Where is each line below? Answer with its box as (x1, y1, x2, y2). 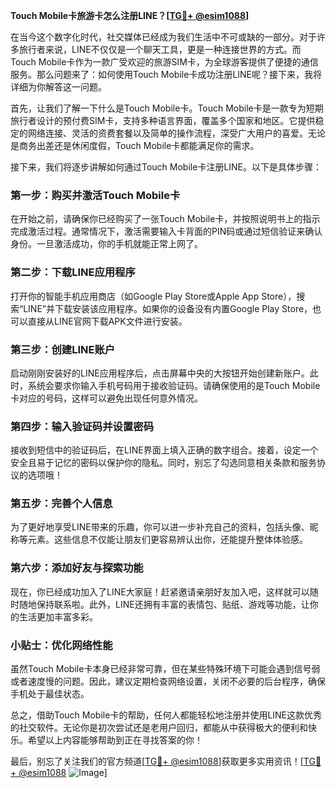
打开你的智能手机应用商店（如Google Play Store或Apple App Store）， (10, 290, 297, 302)
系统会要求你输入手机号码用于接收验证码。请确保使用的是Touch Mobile (27, 379, 321, 391)
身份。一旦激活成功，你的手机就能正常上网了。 (10, 238, 203, 250)
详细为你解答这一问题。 (10, 81, 107, 93)
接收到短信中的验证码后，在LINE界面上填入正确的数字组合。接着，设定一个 (10, 444, 319, 456)
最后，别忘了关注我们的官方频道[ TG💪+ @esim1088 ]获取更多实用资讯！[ (10, 755, 304, 768)
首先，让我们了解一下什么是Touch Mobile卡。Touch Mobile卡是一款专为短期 (10, 102, 324, 114)
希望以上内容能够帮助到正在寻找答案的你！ (27, 734, 203, 746)
